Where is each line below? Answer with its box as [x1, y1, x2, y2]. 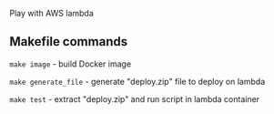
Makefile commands [9, 34, 128, 49]
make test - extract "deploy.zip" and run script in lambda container [9, 93, 260, 104]
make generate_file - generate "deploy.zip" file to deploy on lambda [9, 76, 266, 87]
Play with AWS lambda [9, 8, 94, 18]
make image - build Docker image [9, 58, 132, 69]
